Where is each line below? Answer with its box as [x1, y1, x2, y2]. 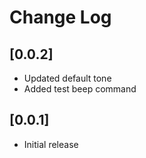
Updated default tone [23, 72, 112, 84]
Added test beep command [23, 83, 137, 95]
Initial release [23, 138, 79, 150]
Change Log [9, 6, 112, 29]
